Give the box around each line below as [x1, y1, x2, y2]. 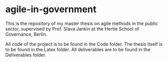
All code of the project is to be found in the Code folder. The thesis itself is [5, 41, 163, 47]
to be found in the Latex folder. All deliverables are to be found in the [5, 46, 151, 52]
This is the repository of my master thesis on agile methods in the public [5, 20, 158, 26]
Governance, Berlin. [5, 31, 48, 37]
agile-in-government [5, 4, 97, 15]
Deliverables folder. [5, 52, 47, 58]
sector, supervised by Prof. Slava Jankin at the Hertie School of [5, 25, 140, 32]
